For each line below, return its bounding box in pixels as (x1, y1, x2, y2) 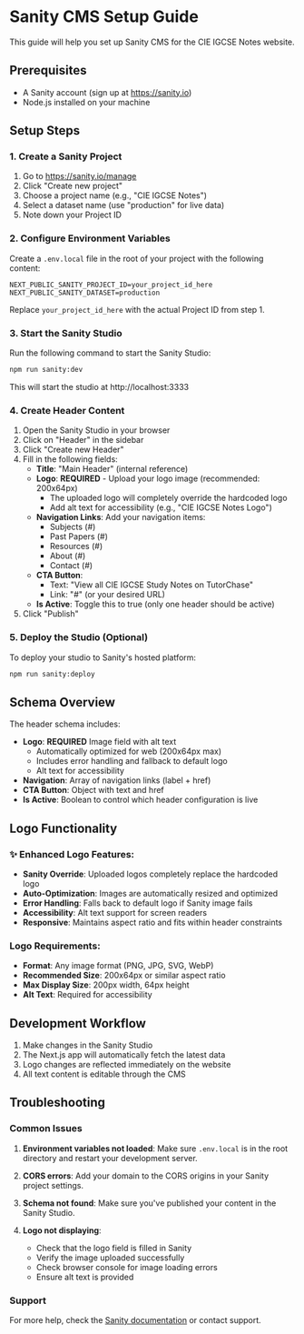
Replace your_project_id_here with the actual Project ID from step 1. (9, 304, 265, 315)
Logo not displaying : (22, 1225, 102, 1236)
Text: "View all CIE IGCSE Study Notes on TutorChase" (49, 579, 254, 590)
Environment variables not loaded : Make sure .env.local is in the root (22, 1143, 289, 1154)
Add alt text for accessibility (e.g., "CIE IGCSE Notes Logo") (49, 502, 272, 513)
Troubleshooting (9, 1095, 106, 1110)
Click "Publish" (22, 608, 79, 619)
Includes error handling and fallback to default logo (35, 756, 229, 767)
